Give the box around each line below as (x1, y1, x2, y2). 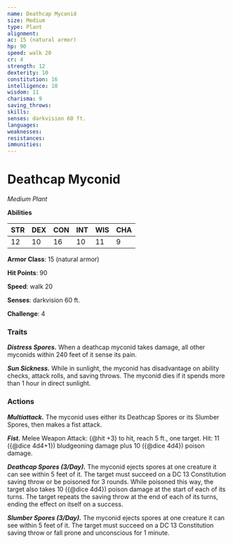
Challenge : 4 (7, 310, 46, 318)
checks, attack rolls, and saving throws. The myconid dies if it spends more (7, 372, 225, 380)
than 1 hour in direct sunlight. (7, 379, 91, 388)
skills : (7, 108, 30, 115)
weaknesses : (7, 128, 42, 135)
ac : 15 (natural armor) (7, 37, 77, 44)
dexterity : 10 (7, 69, 49, 76)
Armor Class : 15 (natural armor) (7, 255, 100, 264)
